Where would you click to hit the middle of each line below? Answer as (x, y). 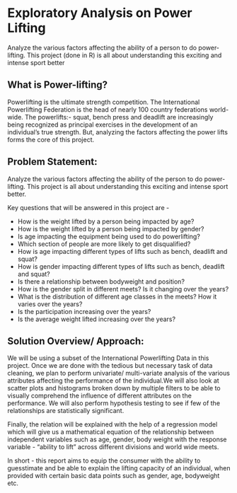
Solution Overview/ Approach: (76, 341)
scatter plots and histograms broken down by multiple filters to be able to (114, 388)
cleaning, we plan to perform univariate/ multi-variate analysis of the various (118, 373)
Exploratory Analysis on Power (100, 13)
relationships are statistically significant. (66, 411)
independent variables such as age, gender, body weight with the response (117, 439)
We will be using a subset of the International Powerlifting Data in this (108, 358)
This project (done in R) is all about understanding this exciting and (125, 55)
